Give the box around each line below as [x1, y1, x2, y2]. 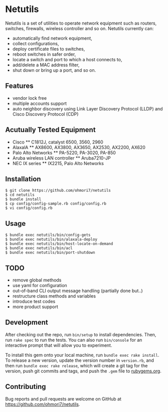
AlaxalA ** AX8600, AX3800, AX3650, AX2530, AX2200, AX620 [12, 144, 145, 150]
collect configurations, [12, 40, 59, 46]
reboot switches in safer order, [12, 51, 76, 57]
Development [5, 318, 49, 327]
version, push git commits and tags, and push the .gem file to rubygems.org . [5, 368, 162, 374]
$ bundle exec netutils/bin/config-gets [5, 232, 91, 238]
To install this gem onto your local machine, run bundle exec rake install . [5, 352, 159, 358]
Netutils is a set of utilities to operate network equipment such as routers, [5, 20, 157, 26]
